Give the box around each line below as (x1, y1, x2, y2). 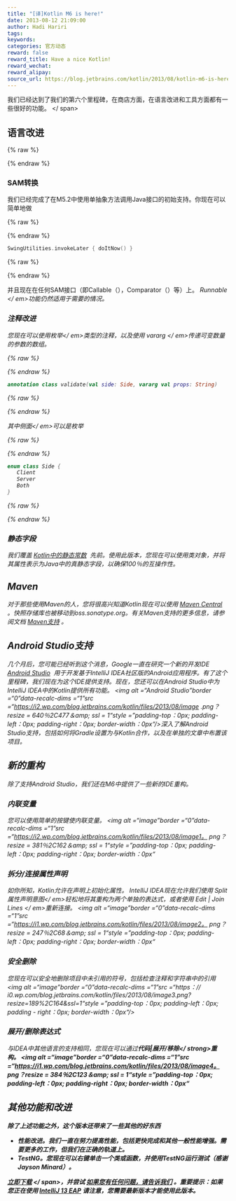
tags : (7, 29, 23, 37)
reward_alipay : (7, 69, 52, 76)
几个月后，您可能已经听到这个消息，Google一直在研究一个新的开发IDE (7, 660, 210, 668)
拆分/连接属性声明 (7, 869, 68, 879)
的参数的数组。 (7, 340, 50, 348)
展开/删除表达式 (7, 1027, 61, 1036)
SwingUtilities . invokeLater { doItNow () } (7, 245, 133, 252)
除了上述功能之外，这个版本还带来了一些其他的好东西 (7, 1121, 161, 1130)
